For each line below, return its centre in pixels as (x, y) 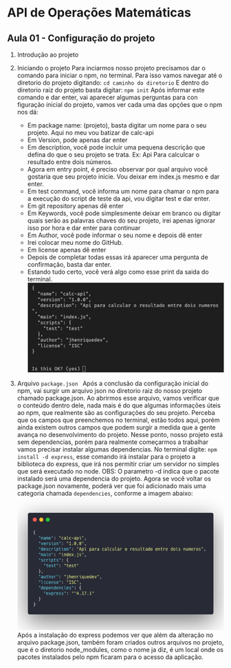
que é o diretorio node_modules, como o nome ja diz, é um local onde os (120, 649)
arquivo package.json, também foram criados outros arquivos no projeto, (120, 642)
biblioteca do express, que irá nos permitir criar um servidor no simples (118, 464)
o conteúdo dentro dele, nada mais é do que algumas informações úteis (119, 405)
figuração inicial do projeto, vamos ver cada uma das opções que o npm (119, 104)
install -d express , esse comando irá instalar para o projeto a (106, 456)
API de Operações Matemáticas (99, 13)
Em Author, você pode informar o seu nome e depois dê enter (115, 235)
